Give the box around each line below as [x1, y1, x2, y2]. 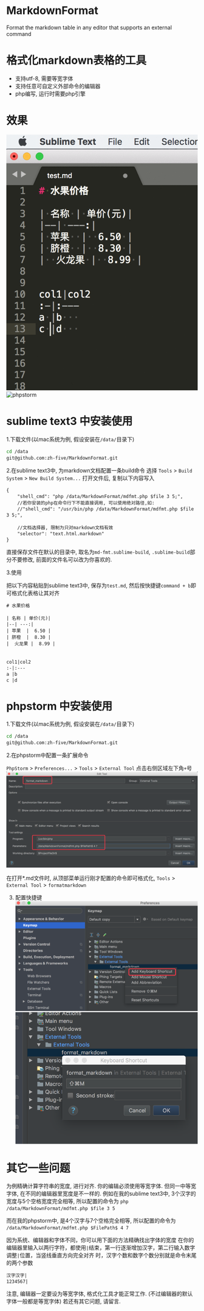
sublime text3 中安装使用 [6, 415, 133, 428]
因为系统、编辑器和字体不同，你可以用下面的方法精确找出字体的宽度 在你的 [6, 1237, 194, 1244]
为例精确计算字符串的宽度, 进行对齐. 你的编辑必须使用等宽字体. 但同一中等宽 [6, 1183, 196, 1190]
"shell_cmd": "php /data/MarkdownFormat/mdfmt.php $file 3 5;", [17, 493, 183, 499]
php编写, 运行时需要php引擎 [15, 90, 86, 97]
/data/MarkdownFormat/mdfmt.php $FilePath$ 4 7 [6, 1225, 129, 1231]
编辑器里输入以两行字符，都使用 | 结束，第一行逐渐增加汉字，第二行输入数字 [6, 1244, 195, 1251]
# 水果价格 [6, 602, 30, 609]
